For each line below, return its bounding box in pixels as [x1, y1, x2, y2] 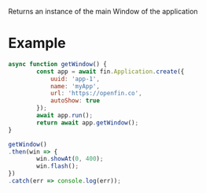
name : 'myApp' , [50, 82, 101, 90]
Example [8, 35, 66, 52]
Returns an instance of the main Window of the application [8, 7, 198, 16]
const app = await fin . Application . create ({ [36, 67, 185, 76]
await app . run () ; [36, 112, 93, 120]
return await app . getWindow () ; [36, 118, 139, 127]
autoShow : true [50, 97, 101, 105]
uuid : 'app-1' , [50, 75, 101, 83]
